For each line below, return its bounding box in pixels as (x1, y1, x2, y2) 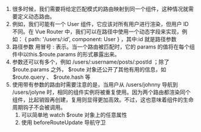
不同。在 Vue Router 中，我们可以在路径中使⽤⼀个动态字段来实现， (12, 28, 183, 35)
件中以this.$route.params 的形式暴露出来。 (12, 51, 121, 58)
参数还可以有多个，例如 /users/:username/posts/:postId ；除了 (12, 58, 169, 65)
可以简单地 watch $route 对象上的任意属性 (21, 111, 127, 118)
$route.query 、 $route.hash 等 (12, 73, 91, 81)
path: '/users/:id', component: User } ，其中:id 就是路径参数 (28, 36, 177, 42)
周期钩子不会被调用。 (12, 104, 66, 111)
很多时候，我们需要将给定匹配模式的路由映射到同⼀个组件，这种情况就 (12, 5, 189, 12)
